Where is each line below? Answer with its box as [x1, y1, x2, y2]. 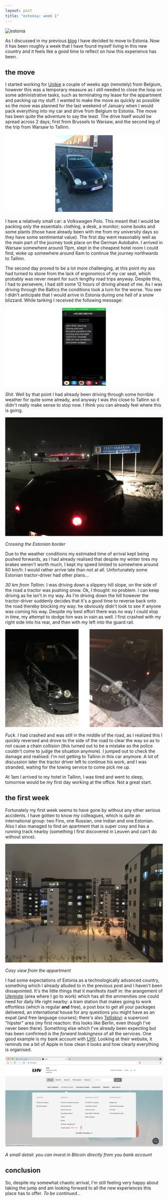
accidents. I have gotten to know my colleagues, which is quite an [5, 812, 141, 818]
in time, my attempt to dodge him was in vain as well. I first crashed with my [5, 614, 161, 620]
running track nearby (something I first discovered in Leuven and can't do [5, 828, 157, 834]
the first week [5, 794, 49, 802]
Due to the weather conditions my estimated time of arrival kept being [5, 550, 149, 557]
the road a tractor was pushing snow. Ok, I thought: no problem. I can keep [5, 587, 159, 593]
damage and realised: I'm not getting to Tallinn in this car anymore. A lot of [5, 753, 159, 759]
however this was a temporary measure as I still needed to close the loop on [5, 87, 162, 93]
